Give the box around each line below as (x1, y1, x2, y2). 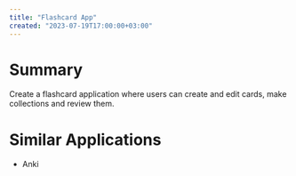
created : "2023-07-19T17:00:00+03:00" (9, 21, 153, 30)
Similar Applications (9, 130, 162, 149)
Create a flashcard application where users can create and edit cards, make (9, 89, 287, 100)
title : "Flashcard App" (9, 12, 98, 22)
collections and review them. (9, 99, 115, 109)
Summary (9, 60, 83, 80)
